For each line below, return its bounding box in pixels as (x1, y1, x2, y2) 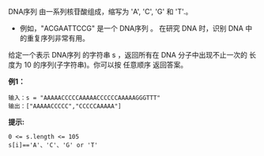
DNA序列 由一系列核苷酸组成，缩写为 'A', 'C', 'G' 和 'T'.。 (8, 7, 193, 16)
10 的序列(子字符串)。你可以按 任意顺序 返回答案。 (23, 60, 188, 69)
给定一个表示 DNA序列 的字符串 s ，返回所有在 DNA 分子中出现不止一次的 (8, 50, 247, 59)
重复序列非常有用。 (26, 34, 89, 43)
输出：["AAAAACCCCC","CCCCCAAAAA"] (8, 102, 122, 110)
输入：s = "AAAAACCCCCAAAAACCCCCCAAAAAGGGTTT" (8, 94, 160, 102)
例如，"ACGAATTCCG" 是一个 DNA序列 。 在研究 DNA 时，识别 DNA (19, 24, 243, 33)
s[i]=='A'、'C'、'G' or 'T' (8, 141, 99, 149)
